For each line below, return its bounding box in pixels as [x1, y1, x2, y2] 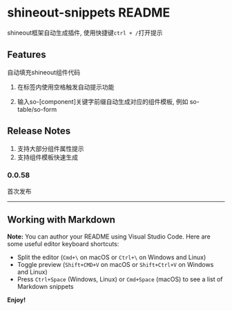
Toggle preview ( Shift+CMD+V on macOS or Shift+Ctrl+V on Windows [17, 260, 214, 268]
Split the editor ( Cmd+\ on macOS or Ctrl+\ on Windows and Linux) [17, 253, 206, 261]
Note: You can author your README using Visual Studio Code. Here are [7, 232, 211, 241]
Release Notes [7, 126, 71, 137]
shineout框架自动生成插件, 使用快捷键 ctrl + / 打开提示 [7, 28, 163, 37]
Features [7, 49, 46, 61]
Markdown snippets [17, 282, 74, 290]
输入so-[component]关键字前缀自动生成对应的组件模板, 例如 [17, 97, 188, 106]
